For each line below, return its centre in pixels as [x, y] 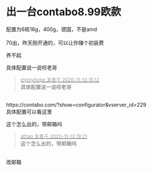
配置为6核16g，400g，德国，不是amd [52, 29]
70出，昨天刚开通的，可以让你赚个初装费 [55, 43]
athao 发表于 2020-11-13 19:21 [54, 136]
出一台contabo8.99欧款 [63, 12]
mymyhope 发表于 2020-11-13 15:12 [60, 80]
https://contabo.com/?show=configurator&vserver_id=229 [76, 104]
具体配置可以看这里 [29, 111]
